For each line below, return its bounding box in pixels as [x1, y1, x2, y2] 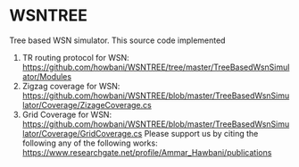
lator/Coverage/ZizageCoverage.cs [21, 99, 152, 110]
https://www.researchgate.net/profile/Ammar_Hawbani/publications [21, 146, 272, 157]
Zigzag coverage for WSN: [21, 80, 120, 91]
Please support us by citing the [144, 128, 259, 138]
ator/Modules [21, 71, 72, 81]
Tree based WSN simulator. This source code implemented [9, 35, 226, 46]
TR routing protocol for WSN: [21, 52, 129, 63]
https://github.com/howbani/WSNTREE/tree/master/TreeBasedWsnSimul [21, 62, 290, 72]
